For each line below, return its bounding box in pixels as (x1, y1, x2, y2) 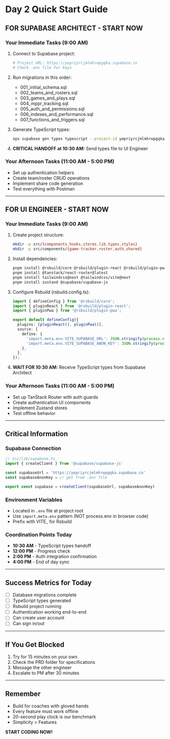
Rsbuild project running (12, 603, 62, 609)
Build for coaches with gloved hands (12, 703, 89, 709)
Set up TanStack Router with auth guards (12, 394, 99, 400)
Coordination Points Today (5, 531, 72, 538)
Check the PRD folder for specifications (12, 659, 96, 665)
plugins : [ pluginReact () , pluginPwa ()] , (17, 322, 104, 327)
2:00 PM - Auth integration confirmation (12, 554, 97, 560)
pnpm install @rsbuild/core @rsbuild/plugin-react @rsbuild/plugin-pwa (12, 266, 167, 271)
